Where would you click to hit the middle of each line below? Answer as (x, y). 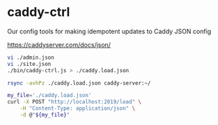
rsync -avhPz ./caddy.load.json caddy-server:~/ (79, 83)
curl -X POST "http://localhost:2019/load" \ (74, 102)
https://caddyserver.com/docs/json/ (59, 44)
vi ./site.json (29, 64)
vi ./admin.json (31, 57)
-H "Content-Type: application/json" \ (78, 108)
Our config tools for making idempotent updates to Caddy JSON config (109, 31)
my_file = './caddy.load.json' (49, 95)
